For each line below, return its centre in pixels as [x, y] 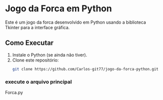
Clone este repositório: [36, 60]
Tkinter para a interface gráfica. [38, 27]
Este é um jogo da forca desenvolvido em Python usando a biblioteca [76, 22]
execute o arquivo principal [39, 82]
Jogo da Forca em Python [59, 9]
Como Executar [29, 43]
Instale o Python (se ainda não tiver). [50, 55]
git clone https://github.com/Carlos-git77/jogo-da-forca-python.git [85, 69]
